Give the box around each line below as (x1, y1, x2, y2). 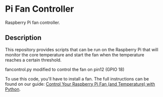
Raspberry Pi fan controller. (5, 19, 60, 25)
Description (5, 34, 41, 42)
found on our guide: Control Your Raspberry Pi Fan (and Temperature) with (5, 81, 155, 87)
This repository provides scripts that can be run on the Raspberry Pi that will (5, 46, 159, 52)
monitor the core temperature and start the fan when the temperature (5, 52, 144, 58)
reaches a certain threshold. (5, 57, 62, 63)
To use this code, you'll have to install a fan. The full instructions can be (5, 76, 149, 81)
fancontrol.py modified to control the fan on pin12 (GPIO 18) (5, 66, 124, 72)
